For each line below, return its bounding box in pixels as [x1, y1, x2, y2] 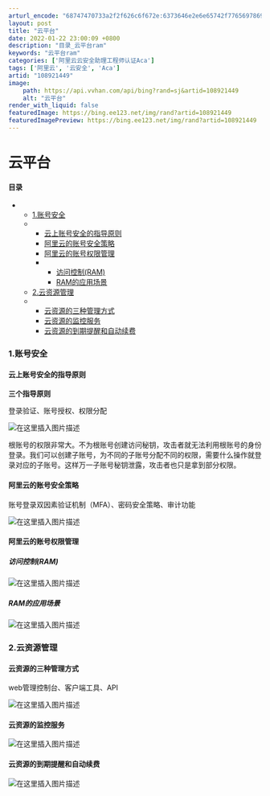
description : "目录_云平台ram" [8, 42, 107, 50]
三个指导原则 [8, 389, 51, 399]
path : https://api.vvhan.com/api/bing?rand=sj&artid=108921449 [22, 86, 239, 95]
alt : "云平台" [22, 94, 67, 102]
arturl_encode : [8, 11, 59, 20]
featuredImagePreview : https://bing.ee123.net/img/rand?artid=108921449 [8, 117, 257, 125]
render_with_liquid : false [8, 101, 99, 109]
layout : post [8, 19, 52, 27]
